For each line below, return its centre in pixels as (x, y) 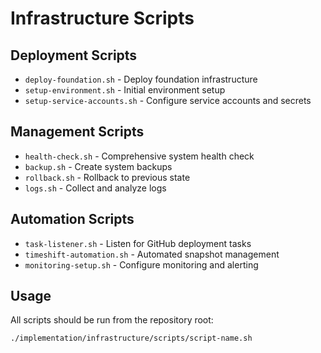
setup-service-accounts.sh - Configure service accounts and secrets (168, 100)
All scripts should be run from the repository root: (112, 320)
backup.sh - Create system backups (98, 166)
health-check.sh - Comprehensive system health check (139, 156)
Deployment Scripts (74, 55)
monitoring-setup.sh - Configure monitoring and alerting (141, 264)
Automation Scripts (72, 219)
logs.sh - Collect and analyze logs (95, 188)
